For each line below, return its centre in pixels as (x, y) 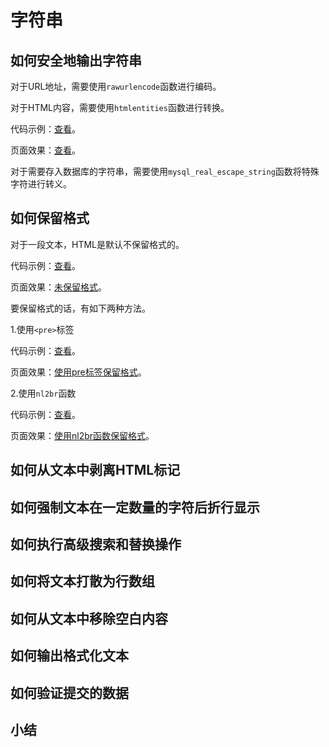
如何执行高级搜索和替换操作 (96, 544)
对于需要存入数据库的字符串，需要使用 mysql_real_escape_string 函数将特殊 (165, 171)
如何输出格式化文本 (69, 656)
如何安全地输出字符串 (76, 60)
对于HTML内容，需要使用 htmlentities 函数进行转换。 (120, 107)
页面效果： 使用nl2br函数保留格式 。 (82, 435)
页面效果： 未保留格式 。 (58, 287)
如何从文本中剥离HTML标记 (95, 470)
